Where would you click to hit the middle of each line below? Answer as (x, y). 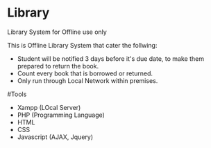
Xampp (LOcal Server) (49, 107)
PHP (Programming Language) (61, 115)
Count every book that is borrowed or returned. (85, 73)
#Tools (17, 94)
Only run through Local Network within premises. (87, 80)
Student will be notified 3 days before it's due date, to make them (111, 58)
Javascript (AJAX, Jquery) (55, 137)
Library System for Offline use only (57, 32)
